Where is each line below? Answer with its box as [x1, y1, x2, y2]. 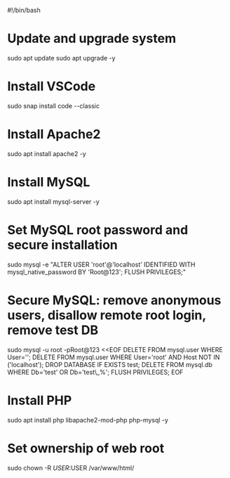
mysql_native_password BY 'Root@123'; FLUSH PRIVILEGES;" [7, 267, 187, 276]
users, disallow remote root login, [7, 307, 206, 323]
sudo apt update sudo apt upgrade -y [7, 53, 116, 62]
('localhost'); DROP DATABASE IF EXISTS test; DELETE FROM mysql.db [7, 360, 212, 368]
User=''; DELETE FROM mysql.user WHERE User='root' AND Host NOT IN [7, 353, 220, 361]
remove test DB [7, 322, 99, 338]
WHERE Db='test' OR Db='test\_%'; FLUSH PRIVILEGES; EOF [7, 368, 184, 376]
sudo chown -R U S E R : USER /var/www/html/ [7, 463, 135, 472]
